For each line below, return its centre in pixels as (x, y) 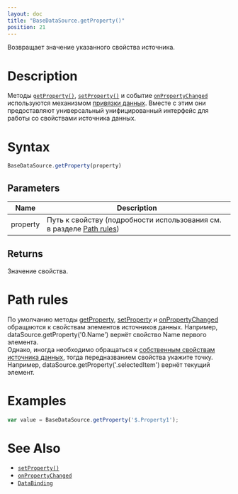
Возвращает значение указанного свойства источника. (91, 48)
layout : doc (25, 14)
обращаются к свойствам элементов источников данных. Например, (113, 326)
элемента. (23, 342)
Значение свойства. (38, 271)
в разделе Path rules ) (83, 229)
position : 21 (27, 27)
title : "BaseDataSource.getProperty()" (66, 21)
